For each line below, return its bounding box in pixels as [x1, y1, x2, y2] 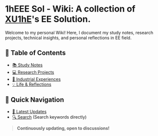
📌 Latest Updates [12, 108, 47, 114]
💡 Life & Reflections [12, 81, 52, 87]
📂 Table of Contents [5, 49, 66, 57]
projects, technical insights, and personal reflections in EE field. [5, 35, 132, 41]
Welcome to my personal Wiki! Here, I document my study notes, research [5, 30, 154, 35]
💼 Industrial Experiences [12, 76, 61, 82]
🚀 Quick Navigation [5, 96, 64, 104]
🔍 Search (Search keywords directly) [12, 114, 87, 120]
